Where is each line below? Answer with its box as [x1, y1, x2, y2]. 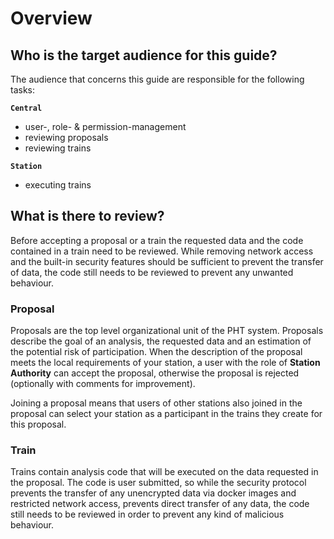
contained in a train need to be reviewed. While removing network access [10, 245, 314, 257]
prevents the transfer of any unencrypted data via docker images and [10, 487, 297, 499]
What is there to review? [10, 208, 165, 225]
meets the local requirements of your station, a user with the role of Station [10, 357, 321, 369]
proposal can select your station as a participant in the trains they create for [10, 408, 323, 420]
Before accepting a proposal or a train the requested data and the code [10, 234, 304, 246]
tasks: [10, 84, 36, 96]
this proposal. [10, 418, 67, 431]
